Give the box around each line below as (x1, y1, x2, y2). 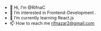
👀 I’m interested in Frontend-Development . (9, 10, 97, 15)
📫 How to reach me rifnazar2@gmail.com (9, 20, 95, 26)
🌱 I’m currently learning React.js (9, 15, 74, 20)
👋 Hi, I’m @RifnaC (9, 5, 45, 10)
